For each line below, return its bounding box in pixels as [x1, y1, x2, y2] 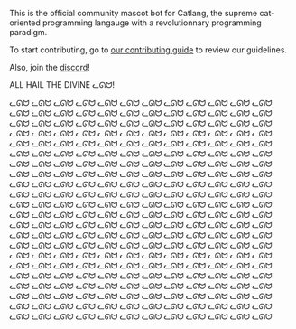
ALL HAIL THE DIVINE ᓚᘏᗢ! [9, 80, 116, 89]
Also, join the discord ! [9, 62, 90, 72]
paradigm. [9, 27, 48, 37]
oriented [9, 17, 41, 28]
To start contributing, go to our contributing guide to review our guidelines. [9, 44, 287, 55]
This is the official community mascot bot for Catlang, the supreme [9, 8, 258, 18]
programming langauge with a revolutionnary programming [42, 17, 262, 28]
